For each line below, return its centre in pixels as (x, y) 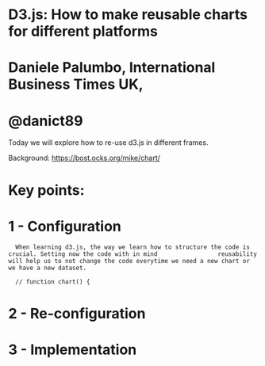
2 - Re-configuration (77, 313)
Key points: (46, 190)
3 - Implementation (73, 349)
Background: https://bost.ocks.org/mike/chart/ (84, 158)
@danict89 (46, 121)
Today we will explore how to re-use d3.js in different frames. (108, 143)
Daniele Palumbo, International (112, 68)
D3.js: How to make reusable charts (128, 15)
